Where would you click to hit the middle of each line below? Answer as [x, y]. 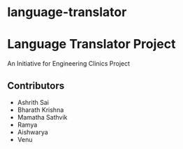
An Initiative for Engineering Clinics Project [69, 64]
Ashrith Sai [33, 102]
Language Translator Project [91, 44]
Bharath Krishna [41, 110]
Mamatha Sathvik [42, 117]
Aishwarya [33, 132]
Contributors [36, 86]
